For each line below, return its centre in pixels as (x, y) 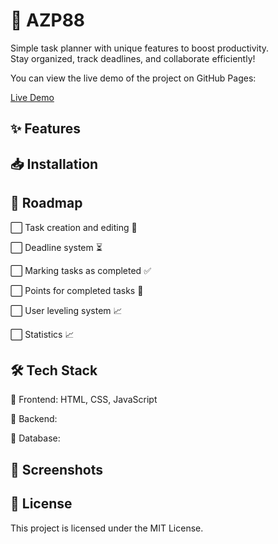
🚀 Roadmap (46, 203)
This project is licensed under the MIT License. (107, 528)
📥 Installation (54, 164)
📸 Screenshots (57, 469)
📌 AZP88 (48, 20)
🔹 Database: (35, 438)
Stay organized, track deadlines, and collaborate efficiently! (133, 58)
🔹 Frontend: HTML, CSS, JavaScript (84, 400)
